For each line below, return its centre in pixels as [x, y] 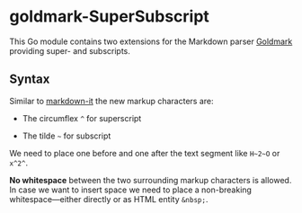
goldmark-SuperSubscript [109, 17]
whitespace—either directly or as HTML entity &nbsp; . [109, 199]
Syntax [30, 80]
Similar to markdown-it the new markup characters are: [111, 101]
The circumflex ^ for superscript [82, 118]
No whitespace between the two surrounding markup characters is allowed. [151, 180]
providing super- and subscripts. [70, 50]
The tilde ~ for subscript [67, 136]
